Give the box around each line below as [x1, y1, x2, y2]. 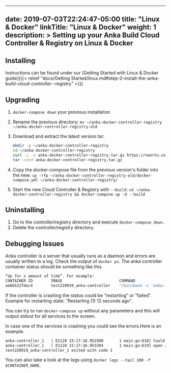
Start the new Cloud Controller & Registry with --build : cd [12, 186, 134, 192]
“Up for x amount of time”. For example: [5, 273, 95, 279]
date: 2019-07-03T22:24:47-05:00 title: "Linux [5, 15, 160, 23]
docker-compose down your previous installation [12, 109, 110, 115]
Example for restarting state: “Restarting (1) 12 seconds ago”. [5, 297, 133, 304]
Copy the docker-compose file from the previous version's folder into [12, 166, 158, 172]
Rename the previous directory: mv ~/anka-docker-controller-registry [12, 119, 162, 125]
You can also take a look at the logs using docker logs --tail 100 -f [5, 357, 151, 363]
